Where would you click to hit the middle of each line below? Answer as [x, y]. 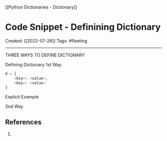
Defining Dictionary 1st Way [33, 64]
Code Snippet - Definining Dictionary [83, 27]
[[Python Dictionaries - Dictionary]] [41, 7]
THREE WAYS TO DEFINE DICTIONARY [45, 55]
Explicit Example [22, 97]
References [23, 122]
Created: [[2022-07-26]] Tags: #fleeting [46, 41]
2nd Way [14, 106]
